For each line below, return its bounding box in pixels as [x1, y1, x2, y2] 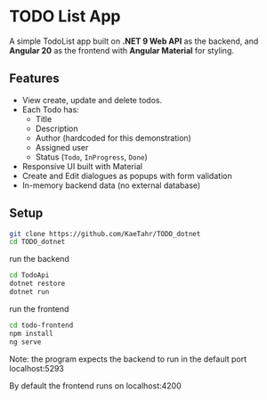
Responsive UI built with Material [21, 160, 143, 171]
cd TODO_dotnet [9, 238, 66, 247]
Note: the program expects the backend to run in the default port [9, 354, 247, 364]
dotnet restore [9, 279, 66, 289]
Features [9, 71, 60, 86]
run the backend [9, 254, 69, 265]
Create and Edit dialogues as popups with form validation [21, 170, 233, 181]
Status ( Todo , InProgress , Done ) [35, 151, 149, 162]
